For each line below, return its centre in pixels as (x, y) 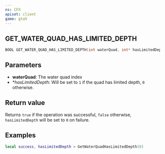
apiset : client (21, 14)
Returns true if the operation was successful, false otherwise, (68, 115)
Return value (25, 103)
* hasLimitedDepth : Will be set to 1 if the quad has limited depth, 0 (78, 82)
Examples (20, 135)
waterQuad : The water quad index (47, 77)
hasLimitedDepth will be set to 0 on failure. (47, 120)
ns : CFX (13, 10)
